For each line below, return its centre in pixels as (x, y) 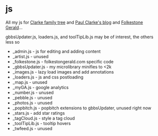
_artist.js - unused (31, 56)
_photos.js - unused (32, 103)
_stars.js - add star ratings (39, 113)
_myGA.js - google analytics (40, 87)
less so (13, 42)
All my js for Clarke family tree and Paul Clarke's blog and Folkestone (74, 22)
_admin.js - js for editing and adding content (56, 51)
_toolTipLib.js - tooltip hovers (41, 123)
